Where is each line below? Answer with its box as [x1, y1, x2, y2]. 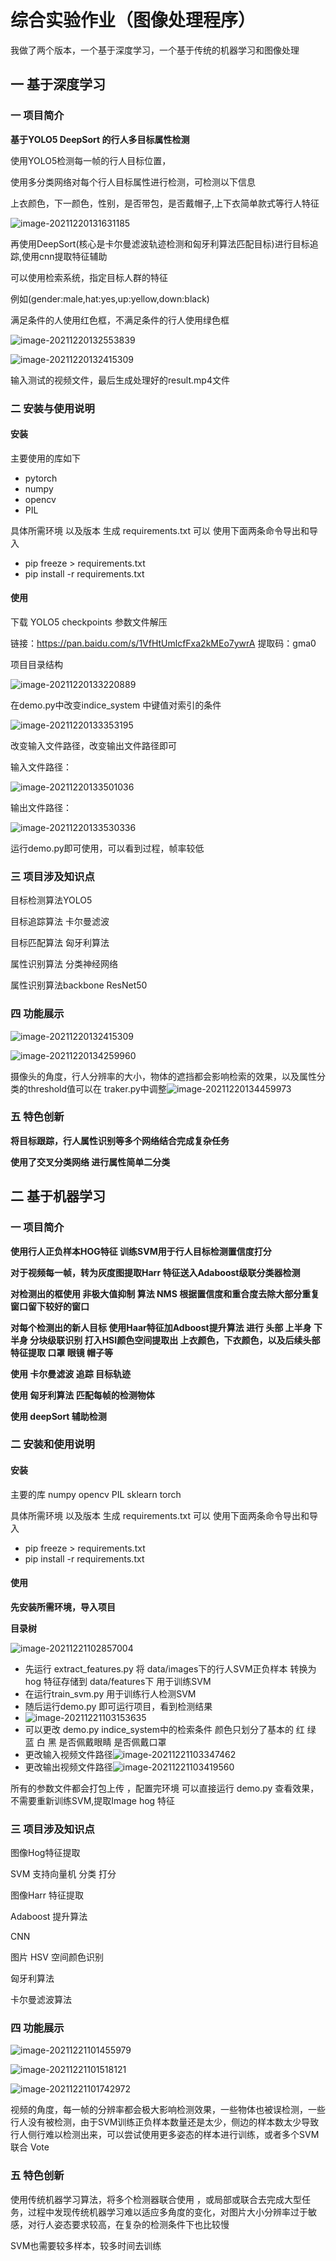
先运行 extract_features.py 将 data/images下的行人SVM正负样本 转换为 [24, 1662, 317, 1675]
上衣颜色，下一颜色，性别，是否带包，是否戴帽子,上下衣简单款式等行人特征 [10, 197, 320, 209]
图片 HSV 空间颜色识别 [10, 1951, 104, 1963]
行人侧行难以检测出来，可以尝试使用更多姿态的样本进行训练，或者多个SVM [10, 2129, 320, 2141]
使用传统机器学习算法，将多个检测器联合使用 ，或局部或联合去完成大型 [10, 2193, 302, 2205]
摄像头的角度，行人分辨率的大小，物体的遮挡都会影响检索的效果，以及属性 [10, 1070, 317, 1082]
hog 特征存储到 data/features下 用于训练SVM [24, 1675, 212, 1687]
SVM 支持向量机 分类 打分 [10, 1868, 117, 1880]
